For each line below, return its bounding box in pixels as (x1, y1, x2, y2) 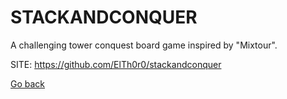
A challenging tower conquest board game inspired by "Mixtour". (10, 39, 278, 51)
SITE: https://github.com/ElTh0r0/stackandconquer (10, 58, 222, 70)
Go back (10, 77, 46, 90)
